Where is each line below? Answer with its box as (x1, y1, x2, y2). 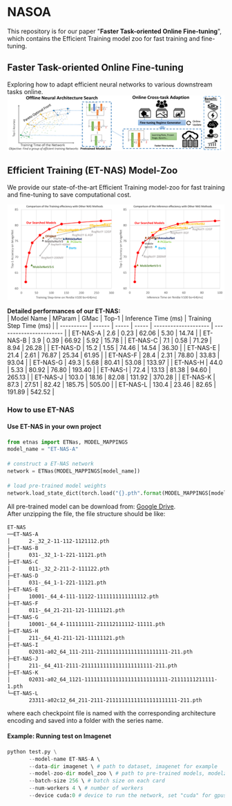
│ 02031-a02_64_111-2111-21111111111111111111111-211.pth (7, 648, 193, 655)
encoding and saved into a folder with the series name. (7, 716, 164, 724)
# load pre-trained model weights (7, 482, 107, 489)
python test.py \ (7, 748, 57, 755)
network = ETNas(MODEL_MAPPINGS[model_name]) (7, 468, 140, 475)
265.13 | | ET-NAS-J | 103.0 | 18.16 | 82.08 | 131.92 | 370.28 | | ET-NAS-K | (7, 373, 215, 381)
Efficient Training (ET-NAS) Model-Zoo (7, 165, 178, 176)
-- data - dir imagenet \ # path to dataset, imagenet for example (28, 762, 217, 770)
